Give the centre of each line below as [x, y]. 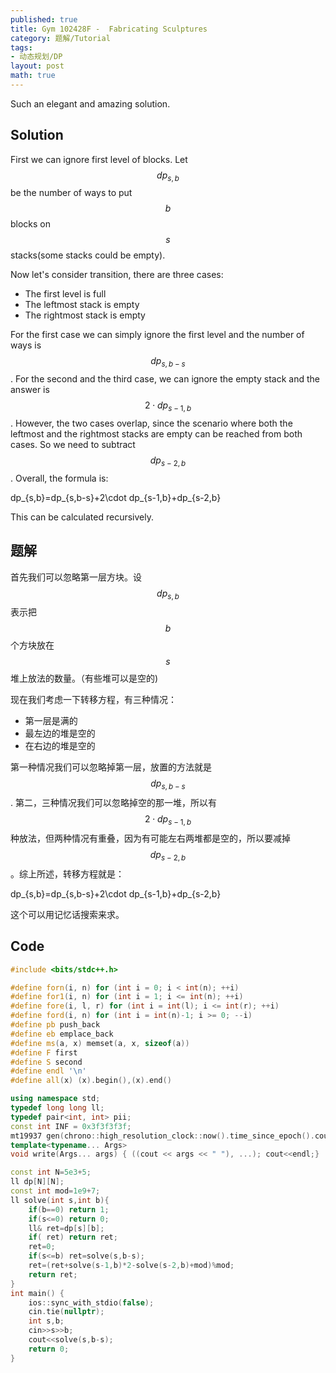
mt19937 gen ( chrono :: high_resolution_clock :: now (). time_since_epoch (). [162, 1136]
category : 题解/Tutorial [60, 38]
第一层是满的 [51, 721]
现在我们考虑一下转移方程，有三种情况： [93, 700]
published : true [44, 19]
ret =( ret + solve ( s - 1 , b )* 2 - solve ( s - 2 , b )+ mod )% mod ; [131, 1266]
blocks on [31, 224]
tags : [21, 47]
